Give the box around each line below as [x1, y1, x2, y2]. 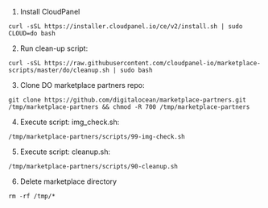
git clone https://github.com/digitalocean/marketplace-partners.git [8, 96, 247, 104]
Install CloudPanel [19, 7, 80, 16]
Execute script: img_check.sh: [19, 117, 120, 127]
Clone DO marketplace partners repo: [19, 81, 145, 89]
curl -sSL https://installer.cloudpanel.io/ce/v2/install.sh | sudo [8, 23, 243, 31]
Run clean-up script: [19, 44, 89, 53]
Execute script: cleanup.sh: [19, 147, 111, 156]
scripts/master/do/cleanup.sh [8, 66, 110, 74]
